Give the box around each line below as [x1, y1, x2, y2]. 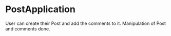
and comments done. [5, 25, 50, 31]
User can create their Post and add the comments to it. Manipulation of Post [5, 20, 166, 26]
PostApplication [5, 4, 75, 15]
